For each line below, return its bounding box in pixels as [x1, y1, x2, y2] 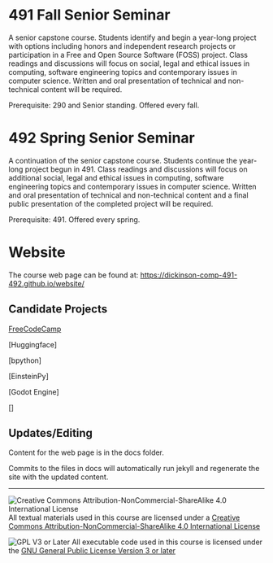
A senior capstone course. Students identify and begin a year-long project [8, 33, 258, 42]
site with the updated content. [8, 472, 109, 482]
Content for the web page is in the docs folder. [8, 447, 165, 457]
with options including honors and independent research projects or [8, 41, 236, 50]
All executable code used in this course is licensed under [71, 537, 262, 547]
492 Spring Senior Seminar [8, 129, 195, 147]
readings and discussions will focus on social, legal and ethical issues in [8, 59, 250, 68]
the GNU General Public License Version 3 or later [8, 546, 176, 556]
